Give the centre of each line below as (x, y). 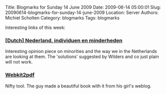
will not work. (19, 62)
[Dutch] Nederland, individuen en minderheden (64, 40)
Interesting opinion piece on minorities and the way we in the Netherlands (81, 51)
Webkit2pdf (20, 75)
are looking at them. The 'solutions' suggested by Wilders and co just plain (82, 56)
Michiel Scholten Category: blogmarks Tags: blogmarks (62, 18)
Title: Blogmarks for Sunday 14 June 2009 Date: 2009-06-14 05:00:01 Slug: (83, 7)
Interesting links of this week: (35, 27)
